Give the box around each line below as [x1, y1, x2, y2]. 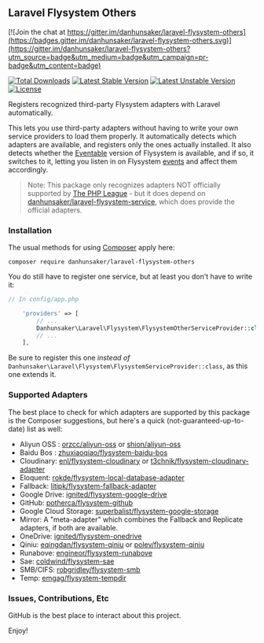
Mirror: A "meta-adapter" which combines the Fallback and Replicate [19, 515, 244, 524]
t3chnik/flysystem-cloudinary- [150, 456, 249, 465]
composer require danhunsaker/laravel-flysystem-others [8, 258, 195, 266]
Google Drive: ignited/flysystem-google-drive [19, 490, 167, 499]
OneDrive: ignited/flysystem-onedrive [19, 531, 142, 541]
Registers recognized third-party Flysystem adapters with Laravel [8, 99, 221, 109]
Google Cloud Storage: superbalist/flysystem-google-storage [19, 506, 219, 516]
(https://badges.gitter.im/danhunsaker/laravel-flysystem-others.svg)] [8, 35, 232, 45]
